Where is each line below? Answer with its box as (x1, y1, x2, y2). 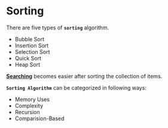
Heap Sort (14, 61, 41, 68)
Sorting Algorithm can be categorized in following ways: (6, 84, 146, 91)
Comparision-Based (14, 115, 65, 122)
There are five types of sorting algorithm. (6, 24, 109, 31)
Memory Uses (14, 96, 50, 103)
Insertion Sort (14, 42, 49, 49)
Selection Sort (14, 48, 50, 55)
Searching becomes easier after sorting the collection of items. (6, 72, 163, 80)
